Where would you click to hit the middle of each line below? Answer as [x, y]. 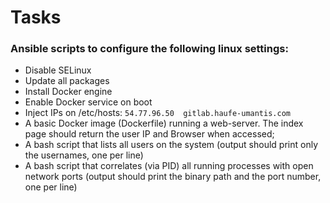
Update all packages [67, 81]
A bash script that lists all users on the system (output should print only [171, 145]
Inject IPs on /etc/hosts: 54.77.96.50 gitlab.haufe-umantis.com [157, 113]
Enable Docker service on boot [88, 102]
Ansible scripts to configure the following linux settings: [149, 49]
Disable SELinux [58, 70]
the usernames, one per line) [84, 155]
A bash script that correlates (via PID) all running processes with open [169, 166]
